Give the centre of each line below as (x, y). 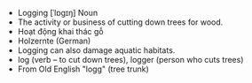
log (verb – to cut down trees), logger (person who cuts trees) (130, 60)
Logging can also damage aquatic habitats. (96, 50)
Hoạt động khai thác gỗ (60, 31)
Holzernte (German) (54, 41)
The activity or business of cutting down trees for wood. (120, 22)
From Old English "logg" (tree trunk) (83, 69)
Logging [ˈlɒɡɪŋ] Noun (58, 13)
